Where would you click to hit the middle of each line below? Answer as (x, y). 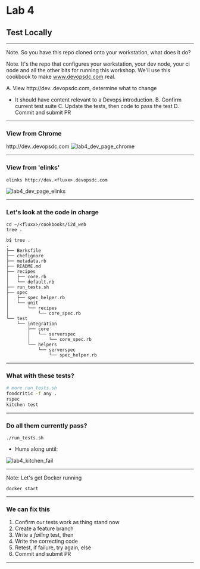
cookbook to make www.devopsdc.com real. (61, 76)
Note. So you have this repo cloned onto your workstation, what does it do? (99, 52)
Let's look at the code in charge (53, 212)
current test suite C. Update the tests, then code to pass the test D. (97, 106)
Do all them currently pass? (47, 426)
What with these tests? (40, 376)
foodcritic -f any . (32, 394)
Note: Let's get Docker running (44, 478)
